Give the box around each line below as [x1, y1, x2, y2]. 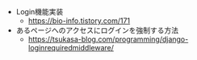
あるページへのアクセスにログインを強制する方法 [15, 26, 179, 34]
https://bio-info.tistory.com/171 [27, 16, 131, 26]
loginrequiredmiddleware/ [27, 43, 115, 52]
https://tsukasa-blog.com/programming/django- [27, 34, 189, 44]
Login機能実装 [15, 7, 64, 16]
